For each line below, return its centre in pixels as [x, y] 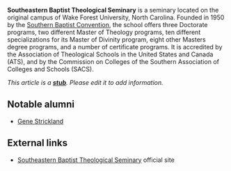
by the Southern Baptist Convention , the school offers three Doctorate [107, 25]
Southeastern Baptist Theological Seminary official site [96, 160]
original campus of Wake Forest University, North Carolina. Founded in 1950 [116, 17]
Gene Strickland [40, 121]
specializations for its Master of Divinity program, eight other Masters [107, 40]
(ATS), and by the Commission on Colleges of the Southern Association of [113, 62]
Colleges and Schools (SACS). [50, 69]
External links [38, 143]
